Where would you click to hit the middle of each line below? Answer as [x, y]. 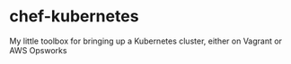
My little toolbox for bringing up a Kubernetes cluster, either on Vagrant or [146, 41]
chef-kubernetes [74, 16]
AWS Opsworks [38, 50]
